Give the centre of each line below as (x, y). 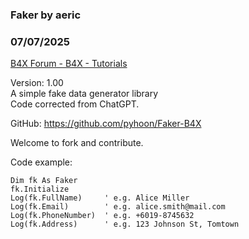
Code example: (41, 162)
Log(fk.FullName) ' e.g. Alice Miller (100, 198)
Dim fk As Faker (44, 181)
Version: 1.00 (37, 83)
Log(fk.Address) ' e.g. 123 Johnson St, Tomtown (125, 224)
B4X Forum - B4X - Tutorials (69, 64)
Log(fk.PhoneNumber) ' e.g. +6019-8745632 (102, 216)
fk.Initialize (40, 189)
